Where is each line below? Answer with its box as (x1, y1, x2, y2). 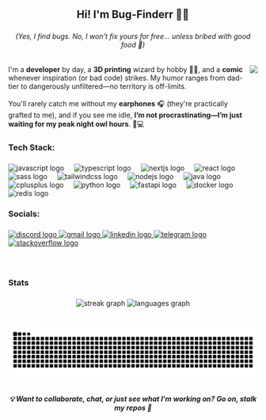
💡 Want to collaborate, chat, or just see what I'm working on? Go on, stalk (9, 394, 257, 403)
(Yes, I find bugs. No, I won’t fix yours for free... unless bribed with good (15, 32, 251, 41)
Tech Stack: (8, 142, 55, 153)
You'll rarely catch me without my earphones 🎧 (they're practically (8, 98, 228, 108)
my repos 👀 (114, 403, 152, 412)
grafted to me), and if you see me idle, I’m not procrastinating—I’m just (8, 110, 243, 120)
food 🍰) (120, 40, 146, 50)
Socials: (8, 208, 40, 219)
